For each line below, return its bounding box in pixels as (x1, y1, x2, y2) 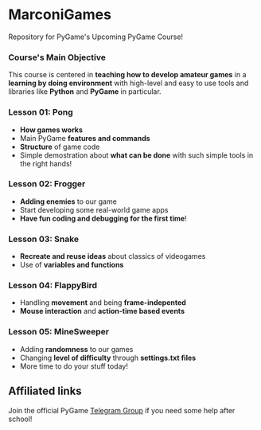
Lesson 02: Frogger (8, 178, 86, 190)
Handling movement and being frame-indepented (19, 298, 187, 307)
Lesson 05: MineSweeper (8, 326, 110, 338)
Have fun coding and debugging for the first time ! (19, 213, 187, 223)
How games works (19, 125, 84, 135)
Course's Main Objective (8, 52, 106, 63)
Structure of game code (19, 142, 100, 151)
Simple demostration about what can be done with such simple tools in (19, 150, 254, 160)
